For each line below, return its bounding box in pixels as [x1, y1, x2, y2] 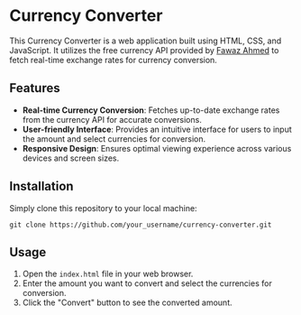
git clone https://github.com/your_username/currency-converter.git [9, 220, 272, 229]
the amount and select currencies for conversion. [22, 133, 206, 144]
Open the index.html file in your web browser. [22, 268, 194, 280]
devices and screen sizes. [22, 153, 120, 163]
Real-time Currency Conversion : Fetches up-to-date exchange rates [22, 105, 280, 116]
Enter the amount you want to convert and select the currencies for [22, 278, 272, 289]
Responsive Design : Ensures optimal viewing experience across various [22, 143, 292, 153]
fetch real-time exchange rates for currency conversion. [9, 54, 218, 65]
